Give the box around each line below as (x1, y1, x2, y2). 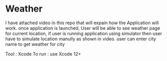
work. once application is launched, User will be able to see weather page (5, 25, 160, 31)
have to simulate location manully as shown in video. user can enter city (5, 36, 156, 42)
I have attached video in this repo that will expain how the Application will (5, 20, 159, 26)
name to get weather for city (5, 41, 65, 47)
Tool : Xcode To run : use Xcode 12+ (5, 51, 81, 57)
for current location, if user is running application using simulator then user (5, 30, 162, 36)
